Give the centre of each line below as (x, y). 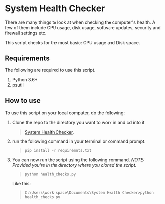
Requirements (27, 58)
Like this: (22, 183)
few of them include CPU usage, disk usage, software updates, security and (83, 27)
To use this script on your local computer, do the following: (65, 113)
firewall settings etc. (26, 33)
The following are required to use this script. (50, 70)
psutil (18, 85)
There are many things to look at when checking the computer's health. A (80, 22)
